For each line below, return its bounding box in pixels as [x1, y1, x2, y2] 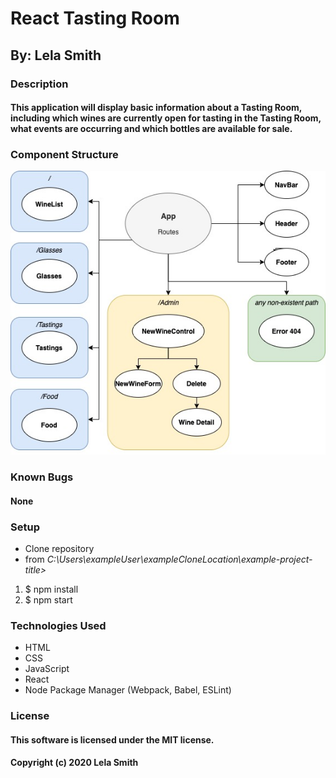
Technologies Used [10, 618, 107, 632]
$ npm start [24, 593, 73, 606]
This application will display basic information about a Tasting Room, [10, 102, 303, 114]
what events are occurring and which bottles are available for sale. [10, 123, 293, 135]
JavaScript [24, 663, 70, 675]
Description [10, 77, 69, 91]
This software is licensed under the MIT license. [10, 733, 215, 746]
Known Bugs [10, 470, 74, 484]
